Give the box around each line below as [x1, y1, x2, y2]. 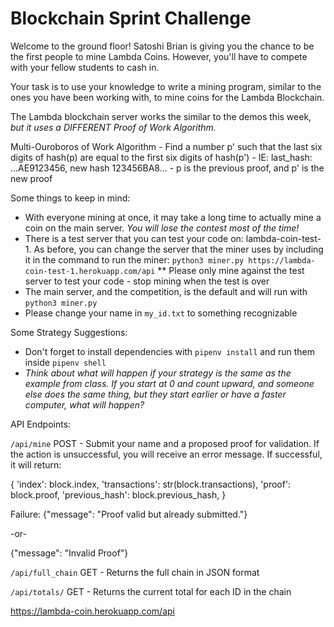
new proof [10, 172, 53, 184]
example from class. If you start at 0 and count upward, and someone [24, 377, 315, 389]
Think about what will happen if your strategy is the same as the [24, 367, 292, 379]
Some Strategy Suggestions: [10, 326, 128, 338]
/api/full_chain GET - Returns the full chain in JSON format [10, 566, 260, 578]
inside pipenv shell [24, 356, 107, 368]
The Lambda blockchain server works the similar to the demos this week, [10, 110, 312, 122]
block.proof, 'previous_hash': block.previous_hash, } [10, 488, 227, 501]
